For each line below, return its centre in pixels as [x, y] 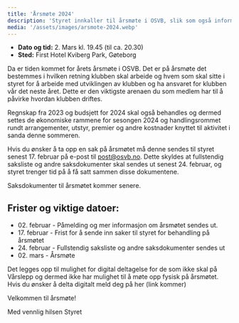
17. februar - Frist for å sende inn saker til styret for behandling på [113, 233]
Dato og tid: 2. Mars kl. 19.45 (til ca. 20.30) [80, 48]
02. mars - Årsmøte [46, 255]
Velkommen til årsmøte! [42, 298]
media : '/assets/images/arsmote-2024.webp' [73, 27]
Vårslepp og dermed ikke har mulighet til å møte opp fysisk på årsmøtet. [113, 277]
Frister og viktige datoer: [63, 208]
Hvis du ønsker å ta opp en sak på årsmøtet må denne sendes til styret [111, 149]
